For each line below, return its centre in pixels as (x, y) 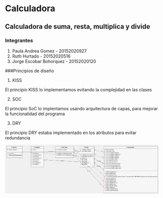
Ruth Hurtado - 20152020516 (41, 56)
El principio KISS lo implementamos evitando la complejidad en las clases (79, 89)
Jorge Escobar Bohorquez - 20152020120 (54, 61)
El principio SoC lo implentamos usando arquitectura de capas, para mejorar (81, 108)
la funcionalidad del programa (35, 114)
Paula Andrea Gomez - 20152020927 (49, 51)
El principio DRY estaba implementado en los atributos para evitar (71, 133)
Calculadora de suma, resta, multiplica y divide (78, 27)
